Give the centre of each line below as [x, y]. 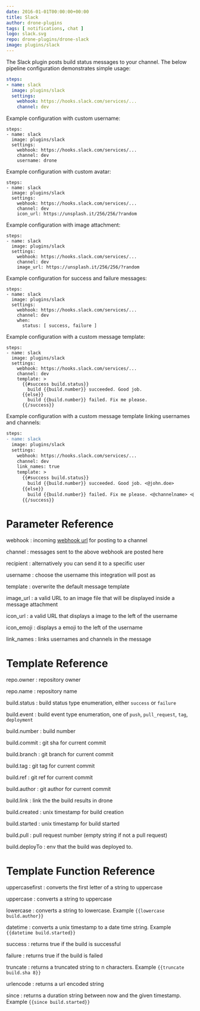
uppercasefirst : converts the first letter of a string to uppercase [84, 888]
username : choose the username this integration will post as [81, 575]
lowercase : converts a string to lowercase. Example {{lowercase [85, 911]
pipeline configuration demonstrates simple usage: [68, 68]
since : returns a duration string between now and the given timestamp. [94, 995]
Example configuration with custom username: [63, 118]
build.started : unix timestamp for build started [63, 824]
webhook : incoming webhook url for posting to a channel [77, 540]
